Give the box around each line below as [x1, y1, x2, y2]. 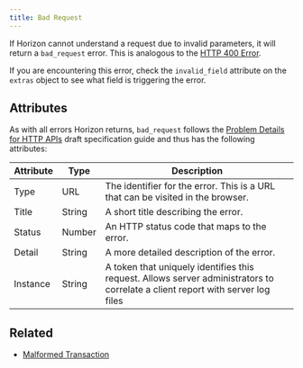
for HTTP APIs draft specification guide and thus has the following [9, 134, 255, 145]
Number [61, 226, 96, 238]
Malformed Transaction [22, 349, 110, 360]
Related [9, 325, 54, 340]
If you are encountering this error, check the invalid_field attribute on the [9, 65, 287, 76]
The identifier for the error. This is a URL [105, 180, 276, 193]
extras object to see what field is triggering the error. [9, 74, 207, 85]
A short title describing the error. [105, 206, 243, 219]
